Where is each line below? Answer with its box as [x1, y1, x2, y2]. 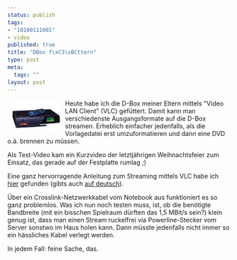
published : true [7, 41, 55, 49]
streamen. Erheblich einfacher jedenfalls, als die [65, 121, 206, 130]
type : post [7, 57, 40, 64]
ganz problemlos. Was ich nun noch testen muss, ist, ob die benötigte [7, 200, 211, 209]
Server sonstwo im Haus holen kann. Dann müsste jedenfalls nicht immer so [7, 223, 230, 232]
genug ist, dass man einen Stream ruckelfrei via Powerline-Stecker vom [7, 215, 217, 224]
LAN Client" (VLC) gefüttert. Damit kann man [65, 106, 197, 115]
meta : [7, 64, 23, 71]
